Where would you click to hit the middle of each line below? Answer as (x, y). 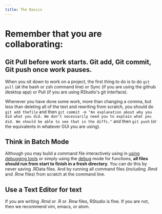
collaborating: (34, 44)
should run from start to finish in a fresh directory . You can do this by (76, 164)
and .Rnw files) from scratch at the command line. (55, 174)
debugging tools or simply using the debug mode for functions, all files (77, 159)
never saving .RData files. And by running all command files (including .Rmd (81, 169)
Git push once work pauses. (49, 70)
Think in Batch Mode (37, 142)
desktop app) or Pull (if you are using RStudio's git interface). (67, 92)
